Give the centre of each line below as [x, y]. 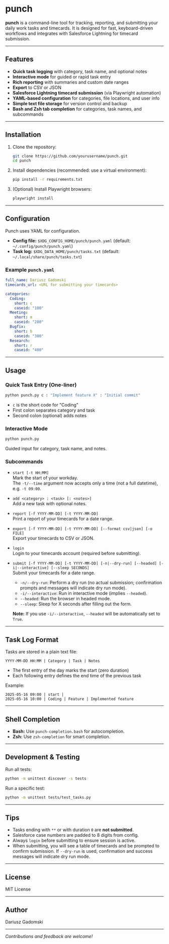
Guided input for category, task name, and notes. [56, 449]
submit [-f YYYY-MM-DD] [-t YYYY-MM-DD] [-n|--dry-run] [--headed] [84, 564]
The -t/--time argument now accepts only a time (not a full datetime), [85, 483]
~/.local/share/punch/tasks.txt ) [47, 257]
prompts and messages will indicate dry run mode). [73, 588]
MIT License [18, 889]
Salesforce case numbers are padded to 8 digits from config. [76, 835]
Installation [23, 135]
